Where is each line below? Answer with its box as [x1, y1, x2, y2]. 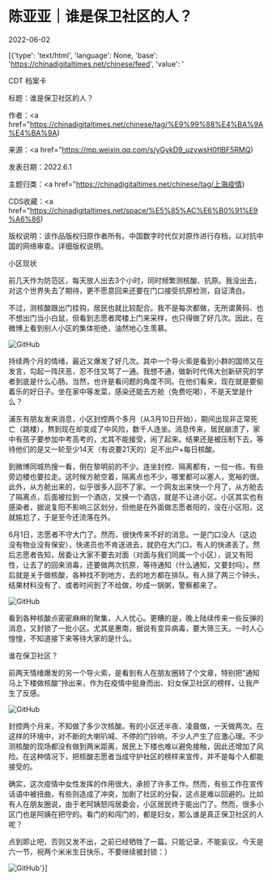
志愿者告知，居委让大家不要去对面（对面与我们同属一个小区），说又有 [15, 549, 246, 560]
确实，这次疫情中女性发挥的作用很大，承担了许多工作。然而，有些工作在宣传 [8, 779, 264, 788]
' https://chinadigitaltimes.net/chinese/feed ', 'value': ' [8, 58, 185, 69]
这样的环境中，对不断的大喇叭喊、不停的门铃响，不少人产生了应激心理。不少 [8, 731, 264, 740]
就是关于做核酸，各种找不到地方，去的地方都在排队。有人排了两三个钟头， [15, 569, 264, 580]
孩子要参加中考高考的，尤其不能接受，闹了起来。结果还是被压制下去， [22, 434, 257, 444]
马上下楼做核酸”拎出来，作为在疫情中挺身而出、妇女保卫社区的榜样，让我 [8, 678, 253, 688]
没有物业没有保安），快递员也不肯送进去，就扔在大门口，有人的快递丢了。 [8, 539, 253, 549]
